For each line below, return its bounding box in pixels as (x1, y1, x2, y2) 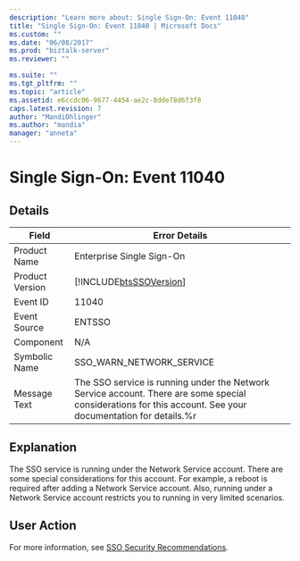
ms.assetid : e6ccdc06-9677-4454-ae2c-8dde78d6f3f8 (9, 96, 202, 105)
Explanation (9, 440, 78, 456)
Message (13, 388, 53, 399)
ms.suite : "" (9, 71, 58, 80)
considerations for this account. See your (74, 398, 247, 411)
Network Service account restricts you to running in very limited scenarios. (9, 492, 286, 503)
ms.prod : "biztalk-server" (9, 46, 110, 55)
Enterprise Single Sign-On (74, 250, 186, 262)
